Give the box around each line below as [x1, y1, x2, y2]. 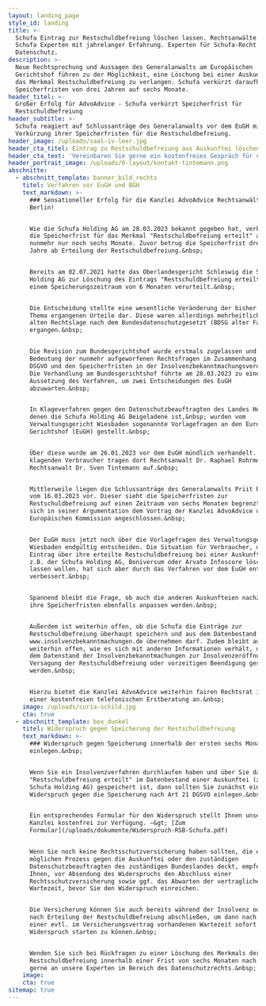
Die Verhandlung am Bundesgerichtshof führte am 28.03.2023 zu [28, 370, 243, 378]
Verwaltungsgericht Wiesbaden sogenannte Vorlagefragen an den [28, 420, 243, 428]
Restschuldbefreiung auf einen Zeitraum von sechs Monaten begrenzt [28, 500, 260, 508]
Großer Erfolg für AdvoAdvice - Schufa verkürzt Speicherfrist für [15, 100, 243, 108]
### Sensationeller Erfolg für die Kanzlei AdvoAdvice [28, 196, 215, 204]
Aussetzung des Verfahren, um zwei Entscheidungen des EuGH [28, 377, 232, 385]
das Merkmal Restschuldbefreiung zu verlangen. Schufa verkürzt [15, 78, 232, 86]
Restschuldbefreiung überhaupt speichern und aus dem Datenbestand [28, 630, 257, 638]
